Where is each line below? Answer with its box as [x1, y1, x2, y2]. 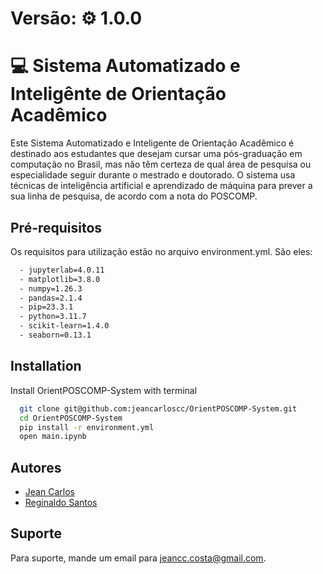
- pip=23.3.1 [19, 302, 74, 312]
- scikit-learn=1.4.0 [19, 321, 110, 331]
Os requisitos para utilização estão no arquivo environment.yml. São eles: [10, 245, 313, 257]
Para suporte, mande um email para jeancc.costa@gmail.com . [10, 552, 267, 564]
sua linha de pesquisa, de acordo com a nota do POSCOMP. [10, 190, 258, 202]
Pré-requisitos [10, 219, 103, 236]
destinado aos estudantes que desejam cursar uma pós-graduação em [10, 148, 303, 160]
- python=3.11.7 [19, 312, 87, 322]
